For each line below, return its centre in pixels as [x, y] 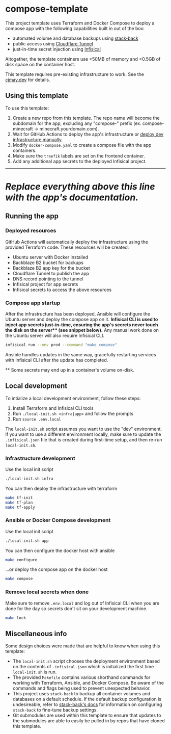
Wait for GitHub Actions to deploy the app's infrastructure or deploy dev [88, 134]
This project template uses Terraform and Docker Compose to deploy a [80, 23]
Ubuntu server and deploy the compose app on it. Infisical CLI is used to [82, 319]
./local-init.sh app [27, 541]
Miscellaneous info [36, 633]
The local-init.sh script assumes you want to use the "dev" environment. [83, 429]
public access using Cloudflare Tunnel [53, 43]
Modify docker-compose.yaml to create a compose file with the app [82, 145]
